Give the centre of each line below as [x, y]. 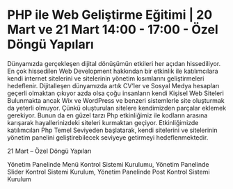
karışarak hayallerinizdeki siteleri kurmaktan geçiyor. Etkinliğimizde [103, 122]
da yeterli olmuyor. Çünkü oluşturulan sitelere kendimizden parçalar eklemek [117, 108]
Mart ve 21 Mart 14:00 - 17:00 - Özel [113, 30]
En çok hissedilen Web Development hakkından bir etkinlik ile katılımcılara [113, 71]
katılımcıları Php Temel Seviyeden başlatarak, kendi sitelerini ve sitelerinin [112, 130]
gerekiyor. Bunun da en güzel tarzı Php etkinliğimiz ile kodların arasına [107, 115]
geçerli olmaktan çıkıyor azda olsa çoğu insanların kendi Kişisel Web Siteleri [115, 93]
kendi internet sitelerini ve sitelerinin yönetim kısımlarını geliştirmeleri [106, 78]
